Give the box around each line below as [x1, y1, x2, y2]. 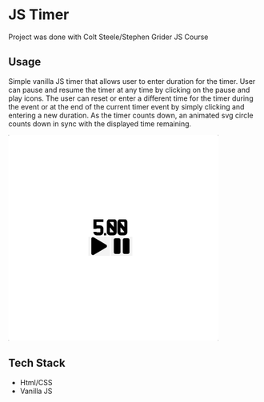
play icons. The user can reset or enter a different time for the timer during [8, 94, 254, 103]
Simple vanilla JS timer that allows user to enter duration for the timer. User [8, 76, 256, 86]
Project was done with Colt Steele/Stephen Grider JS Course [8, 32, 209, 42]
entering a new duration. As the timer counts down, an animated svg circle [8, 110, 254, 120]
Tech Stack [8, 356, 66, 370]
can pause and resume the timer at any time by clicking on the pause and [8, 85, 250, 94]
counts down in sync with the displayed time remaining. [8, 118, 192, 129]
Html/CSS [19, 377, 53, 387]
